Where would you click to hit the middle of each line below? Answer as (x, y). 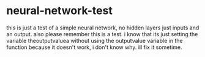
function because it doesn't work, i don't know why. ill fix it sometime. (94, 47)
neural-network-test (60, 11)
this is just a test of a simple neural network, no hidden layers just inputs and (103, 28)
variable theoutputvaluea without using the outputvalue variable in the (95, 40)
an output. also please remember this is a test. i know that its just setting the (102, 34)
